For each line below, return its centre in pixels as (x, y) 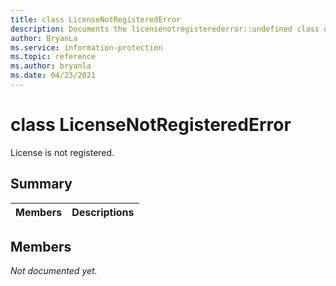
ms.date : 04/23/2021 (53, 76)
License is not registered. (62, 152)
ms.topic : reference (53, 57)
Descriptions (103, 212)
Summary (41, 184)
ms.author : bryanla (51, 66)
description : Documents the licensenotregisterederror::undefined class (165, 29)
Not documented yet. (54, 271)
